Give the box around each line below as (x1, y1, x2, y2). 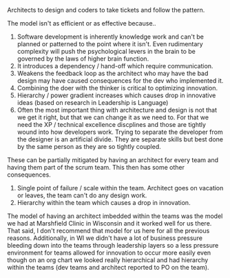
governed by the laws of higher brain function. (17, 54, 149, 63)
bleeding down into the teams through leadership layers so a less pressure (7, 241, 219, 249)
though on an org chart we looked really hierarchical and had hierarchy (7, 256, 209, 264)
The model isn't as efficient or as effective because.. (7, 19, 156, 27)
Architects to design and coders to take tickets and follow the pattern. (7, 6, 205, 14)
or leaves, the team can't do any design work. (17, 191, 147, 199)
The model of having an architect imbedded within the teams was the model (7, 212, 223, 220)
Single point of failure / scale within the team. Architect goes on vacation (17, 184, 224, 192)
